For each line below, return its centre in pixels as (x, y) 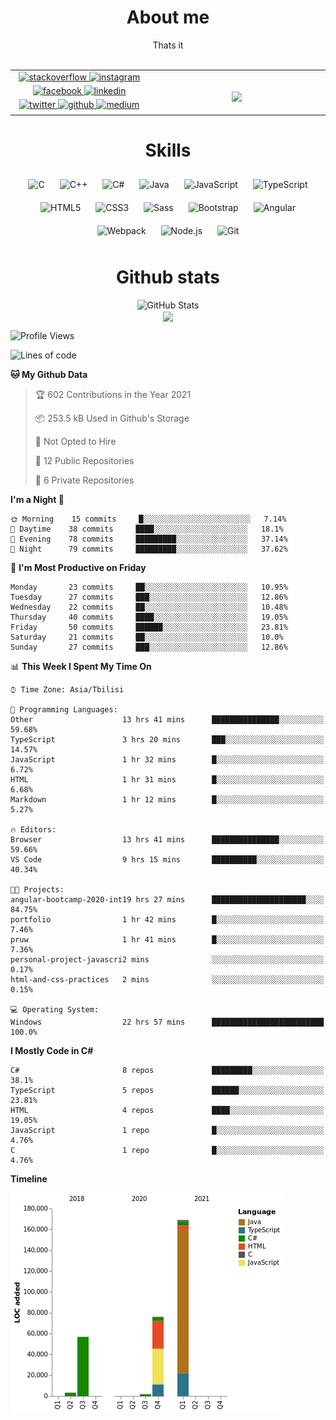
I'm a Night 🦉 (37, 500)
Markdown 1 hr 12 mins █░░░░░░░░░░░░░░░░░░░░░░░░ (167, 800)
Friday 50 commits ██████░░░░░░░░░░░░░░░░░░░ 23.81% (149, 627)
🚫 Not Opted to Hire (75, 442)
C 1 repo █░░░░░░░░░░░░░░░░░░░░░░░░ (167, 1151)
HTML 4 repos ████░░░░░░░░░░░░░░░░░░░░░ (167, 1111)
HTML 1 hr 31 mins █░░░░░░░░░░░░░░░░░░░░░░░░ (167, 780)
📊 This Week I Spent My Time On (81, 667)
